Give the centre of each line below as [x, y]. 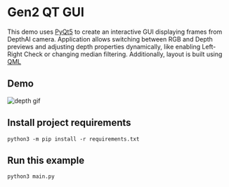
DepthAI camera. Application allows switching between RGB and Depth [110, 39]
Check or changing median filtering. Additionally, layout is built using [123, 54]
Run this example [46, 160]
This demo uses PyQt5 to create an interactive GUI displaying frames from [115, 32]
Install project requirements [69, 123]
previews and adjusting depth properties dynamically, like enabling [104, 46]
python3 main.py [31, 176]
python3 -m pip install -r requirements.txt [73, 139]
